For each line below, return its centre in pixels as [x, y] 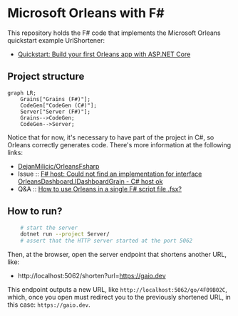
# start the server [49, 228]
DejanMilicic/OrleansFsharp [58, 166]
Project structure [46, 77]
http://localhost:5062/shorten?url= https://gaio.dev [92, 276]
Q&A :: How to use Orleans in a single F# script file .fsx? [99, 189]
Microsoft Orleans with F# [86, 13]
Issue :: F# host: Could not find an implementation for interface [110, 174]
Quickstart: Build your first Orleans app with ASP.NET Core [104, 54]
